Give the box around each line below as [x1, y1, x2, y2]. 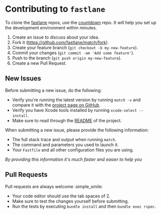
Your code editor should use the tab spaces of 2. [12, 193, 111, 199]
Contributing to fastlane [5, 3, 105, 15]
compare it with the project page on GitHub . [12, 102, 101, 108]
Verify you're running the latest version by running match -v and [12, 97, 141, 103]
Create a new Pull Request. [12, 60, 67, 66]
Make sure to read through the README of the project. [12, 117, 122, 123]
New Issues [5, 74, 41, 83]
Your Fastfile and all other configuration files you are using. [12, 147, 134, 152]
